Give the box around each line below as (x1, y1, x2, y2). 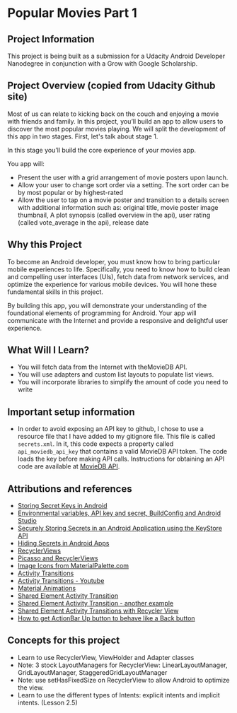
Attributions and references (7, 483, 132, 495)
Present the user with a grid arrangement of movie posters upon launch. (17, 173, 229, 182)
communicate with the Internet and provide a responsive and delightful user (7, 316, 229, 324)
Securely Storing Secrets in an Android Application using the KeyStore (17, 524, 223, 533)
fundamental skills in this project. (7, 288, 104, 296)
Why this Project (7, 239, 83, 251)
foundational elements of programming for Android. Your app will (7, 309, 197, 317)
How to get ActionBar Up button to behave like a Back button (17, 614, 196, 623)
